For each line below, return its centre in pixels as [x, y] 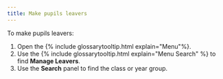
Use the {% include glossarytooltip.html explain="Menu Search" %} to [116, 54]
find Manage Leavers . [49, 61]
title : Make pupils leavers [47, 13]
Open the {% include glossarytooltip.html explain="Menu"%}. [104, 46]
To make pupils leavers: [40, 33]
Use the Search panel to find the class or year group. [92, 68]
